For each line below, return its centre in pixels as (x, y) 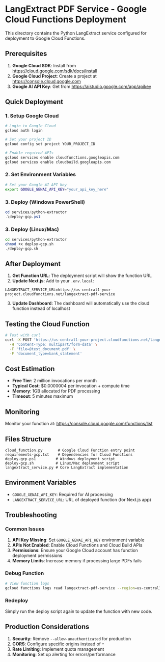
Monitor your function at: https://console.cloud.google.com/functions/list (79, 424)
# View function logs (27, 583)
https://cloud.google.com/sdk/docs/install (55, 71)
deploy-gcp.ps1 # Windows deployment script (60, 459)
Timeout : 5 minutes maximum (42, 396)
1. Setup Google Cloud (32, 116)
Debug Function (25, 573)
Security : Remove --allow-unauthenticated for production (71, 638)
